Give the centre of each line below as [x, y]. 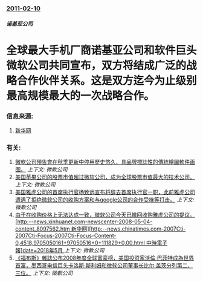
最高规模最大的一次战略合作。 [81, 96]
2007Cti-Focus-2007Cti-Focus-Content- [66, 236]
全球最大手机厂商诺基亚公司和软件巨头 [102, 50]
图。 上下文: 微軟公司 [41, 169]
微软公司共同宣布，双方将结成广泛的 [96, 65]
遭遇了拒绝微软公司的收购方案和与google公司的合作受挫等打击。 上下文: [105, 200]
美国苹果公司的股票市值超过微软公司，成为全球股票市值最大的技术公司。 [105, 177]
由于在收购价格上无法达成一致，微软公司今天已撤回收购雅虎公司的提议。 [105, 215]
